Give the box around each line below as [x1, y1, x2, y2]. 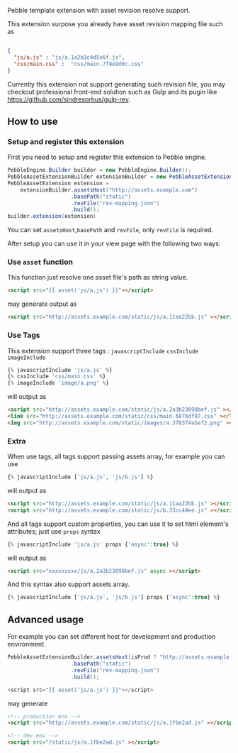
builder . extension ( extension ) [7, 213, 97, 220]
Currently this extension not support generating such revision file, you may [7, 79, 225, 88]
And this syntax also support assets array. [7, 580, 130, 588]
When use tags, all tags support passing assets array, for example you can [7, 452, 225, 461]
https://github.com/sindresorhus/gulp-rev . [7, 95, 131, 104]
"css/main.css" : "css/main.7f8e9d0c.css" [13, 60, 144, 67]
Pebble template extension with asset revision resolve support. [7, 6, 191, 14]
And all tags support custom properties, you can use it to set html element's [7, 520, 229, 528]
